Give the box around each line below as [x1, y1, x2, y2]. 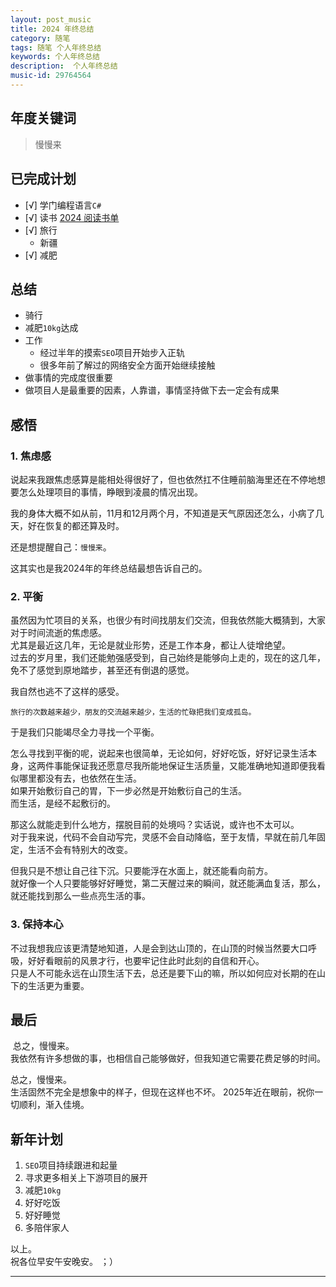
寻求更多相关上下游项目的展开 [24, 1172, 148, 1184]
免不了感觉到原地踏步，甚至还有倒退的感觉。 [10, 664, 195, 676]
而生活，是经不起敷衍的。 [10, 797, 116, 810]
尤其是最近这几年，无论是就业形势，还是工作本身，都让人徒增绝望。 [10, 639, 291, 651]
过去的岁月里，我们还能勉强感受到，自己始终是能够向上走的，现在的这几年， [10, 652, 326, 664]
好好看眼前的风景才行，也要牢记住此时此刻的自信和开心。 [27, 954, 265, 966]
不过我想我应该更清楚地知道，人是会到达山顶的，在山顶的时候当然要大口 [10, 942, 308, 954]
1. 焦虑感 [10, 449, 52, 463]
